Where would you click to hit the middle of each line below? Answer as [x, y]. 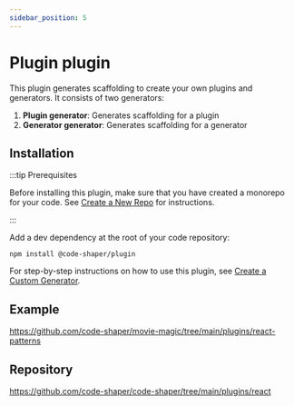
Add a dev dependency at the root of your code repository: [119, 238]
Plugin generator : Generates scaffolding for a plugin [121, 115]
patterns [25, 341]
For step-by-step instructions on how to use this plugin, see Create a [138, 271]
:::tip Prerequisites [43, 175]
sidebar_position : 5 [49, 18]
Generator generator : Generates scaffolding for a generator [135, 124]
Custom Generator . [45, 281]
